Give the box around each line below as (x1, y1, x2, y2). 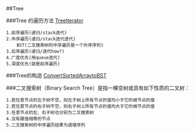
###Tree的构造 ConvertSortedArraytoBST (6, 72, 107, 79)
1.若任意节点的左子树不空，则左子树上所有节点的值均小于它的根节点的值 (6, 97, 155, 103)
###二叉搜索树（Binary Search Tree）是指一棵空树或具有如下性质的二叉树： (6, 84, 190, 91)
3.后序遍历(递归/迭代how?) (6, 49, 65, 54)
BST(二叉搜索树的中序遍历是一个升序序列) (16, 42, 104, 48)
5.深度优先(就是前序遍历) (6, 61, 60, 67)
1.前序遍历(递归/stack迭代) (6, 30, 67, 36)
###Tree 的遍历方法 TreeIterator (6, 17, 84, 24)
